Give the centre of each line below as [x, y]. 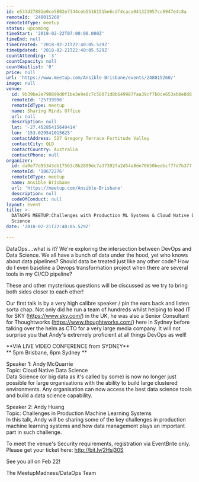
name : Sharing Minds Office [46, 111]
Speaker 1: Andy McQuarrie [40, 364]
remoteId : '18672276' [38, 172]
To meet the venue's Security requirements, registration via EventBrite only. [98, 443]
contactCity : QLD [33, 144]
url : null [23, 116]
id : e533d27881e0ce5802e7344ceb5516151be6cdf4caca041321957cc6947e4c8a [96, 12]
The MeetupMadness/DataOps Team [51, 473]
